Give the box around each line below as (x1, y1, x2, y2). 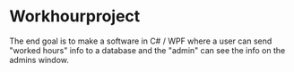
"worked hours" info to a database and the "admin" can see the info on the (9, 44, 286, 55)
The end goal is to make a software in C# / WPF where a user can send (9, 36, 272, 46)
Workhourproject (9, 6, 141, 27)
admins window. (9, 54, 69, 65)
